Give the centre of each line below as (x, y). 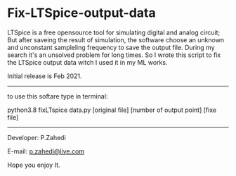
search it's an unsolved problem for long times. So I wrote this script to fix (114, 55)
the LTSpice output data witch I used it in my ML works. (87, 62)
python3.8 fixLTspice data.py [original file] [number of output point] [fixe (112, 110)
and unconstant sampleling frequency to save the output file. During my (111, 47)
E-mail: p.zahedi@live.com (46, 151)
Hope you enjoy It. (34, 165)
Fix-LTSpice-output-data (81, 13)
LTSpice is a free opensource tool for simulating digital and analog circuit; (114, 32)
